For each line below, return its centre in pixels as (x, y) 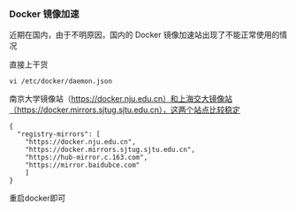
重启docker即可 (38, 198)
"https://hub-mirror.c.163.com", (87, 158)
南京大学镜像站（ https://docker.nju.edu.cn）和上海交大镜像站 (121, 99)
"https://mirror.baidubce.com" (83, 165)
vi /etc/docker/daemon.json (61, 81)
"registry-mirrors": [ (59, 134)
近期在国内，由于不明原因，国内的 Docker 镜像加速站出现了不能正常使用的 (144, 35)
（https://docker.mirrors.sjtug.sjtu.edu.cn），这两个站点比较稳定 (125, 110)
